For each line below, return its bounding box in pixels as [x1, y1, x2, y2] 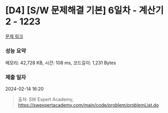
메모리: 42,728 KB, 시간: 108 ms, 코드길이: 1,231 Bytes [5, 60, 116, 66]
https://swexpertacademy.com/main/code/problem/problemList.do [17, 102, 159, 108]
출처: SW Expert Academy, [17, 96, 74, 102]
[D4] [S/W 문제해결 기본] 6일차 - [5, 5, 137, 16]
